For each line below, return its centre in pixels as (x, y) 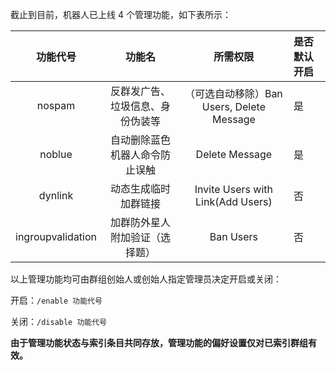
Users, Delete (233, 106)
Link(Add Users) (234, 201)
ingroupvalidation (56, 236)
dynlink (56, 195)
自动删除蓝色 (140, 140)
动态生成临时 (140, 188)
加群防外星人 (140, 222)
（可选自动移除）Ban (233, 93)
